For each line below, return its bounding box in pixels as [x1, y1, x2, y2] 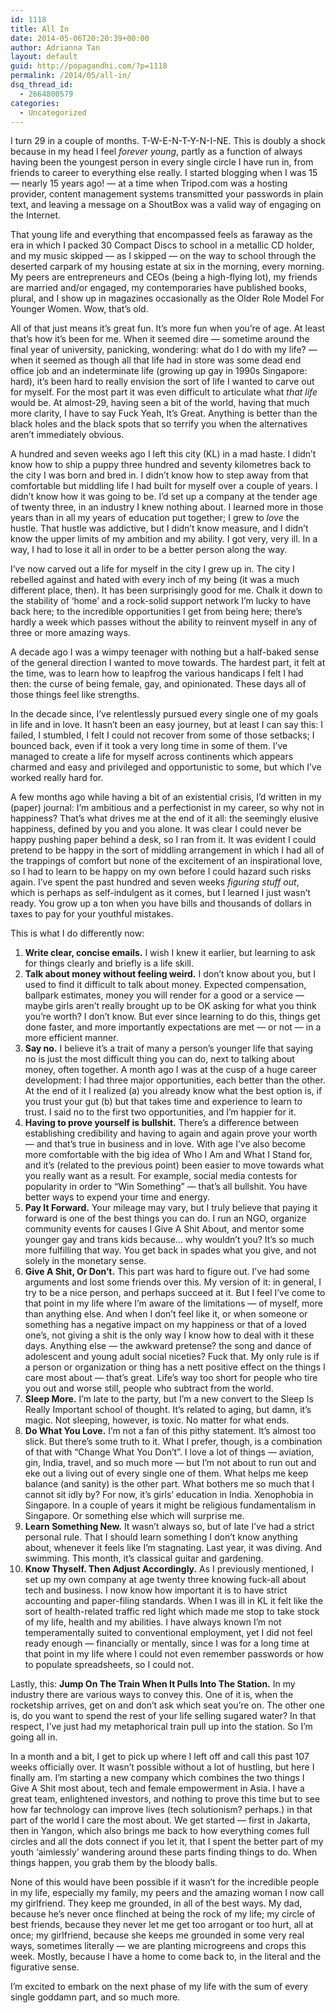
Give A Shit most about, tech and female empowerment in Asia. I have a [10, 1782, 305, 1795]
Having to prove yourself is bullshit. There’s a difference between [24, 1117, 300, 1129]
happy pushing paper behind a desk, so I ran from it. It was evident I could [10, 834, 317, 846]
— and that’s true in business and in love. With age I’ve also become [24, 1138, 307, 1150]
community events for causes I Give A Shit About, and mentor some [24, 1223, 305, 1235]
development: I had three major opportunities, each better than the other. [24, 1074, 326, 1086]
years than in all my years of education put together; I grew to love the [10, 512, 300, 524]
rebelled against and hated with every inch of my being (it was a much [10, 574, 300, 586]
